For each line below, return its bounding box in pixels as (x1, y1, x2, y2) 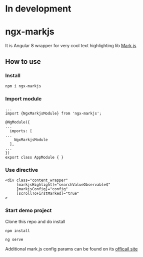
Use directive (5, 167, 38, 174)
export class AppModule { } (5, 155, 64, 160)
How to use (5, 57, 41, 66)
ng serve (5, 237, 23, 242)
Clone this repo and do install (5, 218, 65, 224)
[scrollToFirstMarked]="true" (16, 191, 79, 196)
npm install (5, 228, 30, 233)
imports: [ (9, 128, 32, 134)
